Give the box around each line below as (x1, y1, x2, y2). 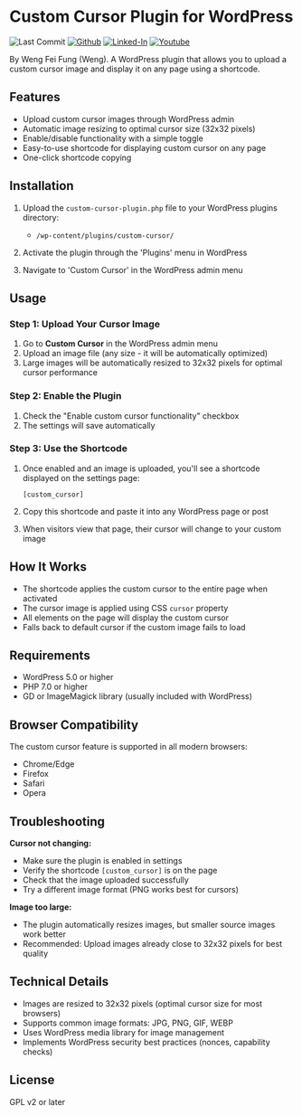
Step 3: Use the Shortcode (9, 442, 128, 455)
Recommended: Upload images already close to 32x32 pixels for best (22, 939, 283, 950)
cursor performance (22, 367, 98, 378)
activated (22, 592, 58, 603)
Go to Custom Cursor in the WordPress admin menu (22, 338, 219, 349)
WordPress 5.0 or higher (22, 672, 114, 683)
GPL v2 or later (9, 1096, 66, 1107)
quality (22, 948, 49, 959)
